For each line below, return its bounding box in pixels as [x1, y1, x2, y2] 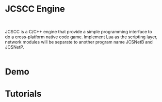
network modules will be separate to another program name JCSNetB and [5, 39, 153, 44]
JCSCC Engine [5, 3, 65, 15]
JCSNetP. [5, 44, 24, 50]
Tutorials [5, 88, 42, 100]
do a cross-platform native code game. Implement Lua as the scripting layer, [5, 34, 158, 40]
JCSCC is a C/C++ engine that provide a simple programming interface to [5, 29, 152, 34]
